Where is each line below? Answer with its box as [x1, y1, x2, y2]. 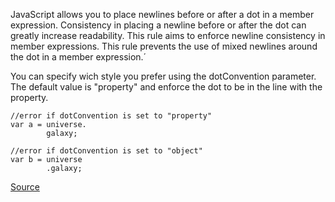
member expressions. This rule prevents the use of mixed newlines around [10, 40, 318, 52]
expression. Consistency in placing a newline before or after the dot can [10, 19, 307, 31]
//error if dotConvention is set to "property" [10, 111, 213, 121]
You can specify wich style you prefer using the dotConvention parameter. [10, 70, 317, 82]
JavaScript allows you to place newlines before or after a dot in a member [10, 9, 315, 20]
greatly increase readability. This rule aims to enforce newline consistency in [10, 30, 326, 41]
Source [10, 181, 40, 193]
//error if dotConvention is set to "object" [10, 146, 203, 156]
